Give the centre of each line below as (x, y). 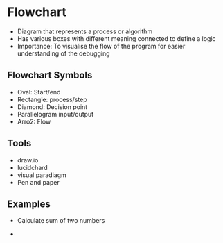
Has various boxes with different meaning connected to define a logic (116, 38)
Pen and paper (38, 182)
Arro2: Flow (34, 121)
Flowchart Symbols (50, 75)
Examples (29, 204)
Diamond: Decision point (52, 107)
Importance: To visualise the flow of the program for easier (101, 46)
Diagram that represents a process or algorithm (85, 31)
